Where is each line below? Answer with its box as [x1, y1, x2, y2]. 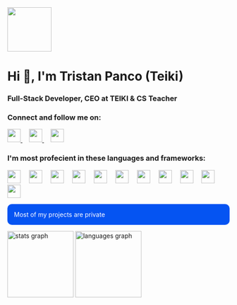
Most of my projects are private [13, 210, 106, 219]
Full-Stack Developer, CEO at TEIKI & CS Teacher [7, 93, 178, 103]
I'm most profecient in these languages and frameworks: [7, 154, 206, 163]
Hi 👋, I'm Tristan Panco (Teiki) [7, 69, 184, 84]
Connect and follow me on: [7, 113, 102, 122]
